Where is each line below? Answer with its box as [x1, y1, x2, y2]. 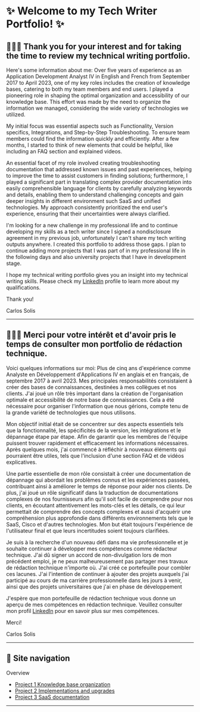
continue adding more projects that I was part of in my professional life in [6, 247, 186, 254]
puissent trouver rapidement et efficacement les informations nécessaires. [6, 439, 189, 446]
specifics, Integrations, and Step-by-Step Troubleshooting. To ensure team [6, 129, 190, 135]
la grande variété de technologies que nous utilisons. [6, 409, 136, 416]
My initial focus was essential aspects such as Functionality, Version [6, 122, 174, 130]
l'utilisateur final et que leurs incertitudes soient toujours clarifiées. [6, 527, 170, 534]
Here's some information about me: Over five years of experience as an [6, 67, 182, 73]
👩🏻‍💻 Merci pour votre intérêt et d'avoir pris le [6, 330, 177, 340]
